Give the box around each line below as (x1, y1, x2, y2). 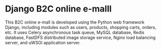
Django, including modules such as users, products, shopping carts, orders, (5, 24, 157, 30)
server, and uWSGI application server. (5, 39, 81, 45)
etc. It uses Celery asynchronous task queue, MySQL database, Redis (5, 29, 145, 35)
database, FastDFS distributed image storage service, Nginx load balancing (5, 35, 156, 40)
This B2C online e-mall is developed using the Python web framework (5, 19, 145, 25)
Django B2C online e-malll (5, 3, 112, 14)
